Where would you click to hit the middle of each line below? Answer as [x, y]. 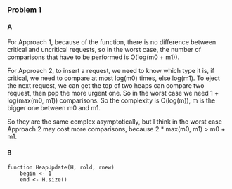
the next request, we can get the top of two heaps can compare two [106, 86]
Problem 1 [25, 10]
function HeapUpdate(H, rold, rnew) [61, 168]
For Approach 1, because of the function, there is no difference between [112, 42]
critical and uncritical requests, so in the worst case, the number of [104, 50]
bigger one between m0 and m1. [54, 108]
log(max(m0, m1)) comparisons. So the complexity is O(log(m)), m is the [111, 100]
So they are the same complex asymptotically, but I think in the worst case [115, 122]
